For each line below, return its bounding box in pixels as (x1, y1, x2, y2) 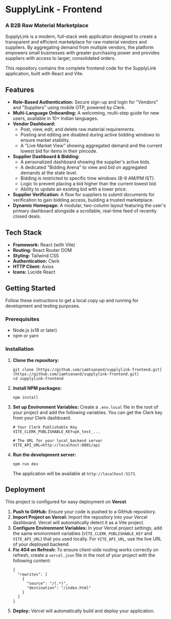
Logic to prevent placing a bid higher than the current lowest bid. (20, 181, 157, 187)
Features (5, 86, 34, 94)
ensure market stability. (20, 137, 70, 143)
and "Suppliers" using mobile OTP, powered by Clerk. (12, 104, 126, 111)
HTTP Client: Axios (12, 264, 54, 270)
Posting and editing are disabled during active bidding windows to (20, 132, 160, 138)
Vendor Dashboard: (12, 121, 56, 127)
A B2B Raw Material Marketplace (5, 22, 89, 29)
